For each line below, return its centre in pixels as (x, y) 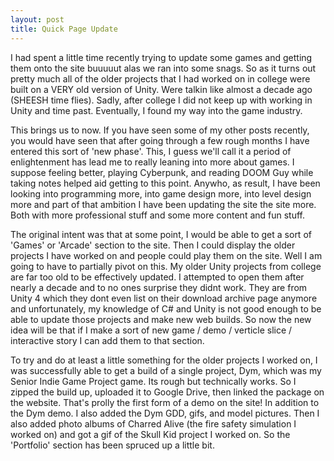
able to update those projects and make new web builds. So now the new (161, 319)
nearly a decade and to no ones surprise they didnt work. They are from (159, 287)
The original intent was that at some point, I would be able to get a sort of (161, 234)
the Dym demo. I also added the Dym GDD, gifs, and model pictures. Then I (165, 413)
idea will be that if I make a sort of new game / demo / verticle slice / (151, 330)
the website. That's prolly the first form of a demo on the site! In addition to (165, 402)
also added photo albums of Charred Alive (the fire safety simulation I (153, 423)
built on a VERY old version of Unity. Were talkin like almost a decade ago (161, 89)
